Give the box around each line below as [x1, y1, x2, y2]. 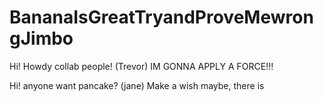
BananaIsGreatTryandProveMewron [9, 6, 314, 29]
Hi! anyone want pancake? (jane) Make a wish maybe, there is [9, 79, 265, 91]
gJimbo [9, 27, 74, 50]
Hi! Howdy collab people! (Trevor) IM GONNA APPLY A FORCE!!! [9, 60, 274, 72]
